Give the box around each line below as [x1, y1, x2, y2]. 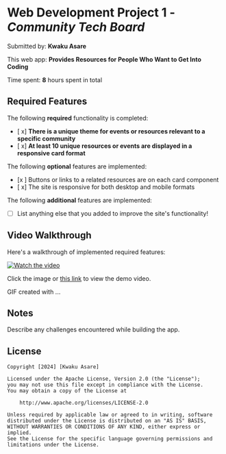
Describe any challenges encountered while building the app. [7, 325, 180, 333]
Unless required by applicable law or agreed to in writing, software [7, 412, 213, 418]
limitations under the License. [7, 442, 99, 449]
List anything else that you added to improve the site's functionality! [16, 209, 209, 217]
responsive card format [16, 149, 86, 157]
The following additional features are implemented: [7, 196, 152, 204]
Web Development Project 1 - [7, 5, 176, 21]
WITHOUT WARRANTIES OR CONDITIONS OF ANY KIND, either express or [7, 423, 201, 431]
